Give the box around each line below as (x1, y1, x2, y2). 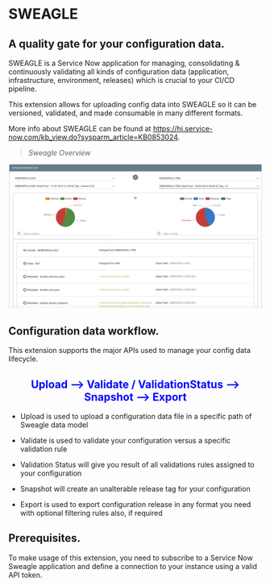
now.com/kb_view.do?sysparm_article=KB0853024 (8, 132, 179, 142)
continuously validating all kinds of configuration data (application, (8, 67, 230, 77)
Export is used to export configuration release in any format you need (19, 500, 251, 509)
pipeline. (8, 84, 37, 94)
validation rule (19, 444, 68, 454)
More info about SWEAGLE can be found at (8, 124, 152, 133)
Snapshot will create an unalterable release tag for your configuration (19, 484, 251, 494)
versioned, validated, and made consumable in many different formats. (8, 108, 243, 118)
